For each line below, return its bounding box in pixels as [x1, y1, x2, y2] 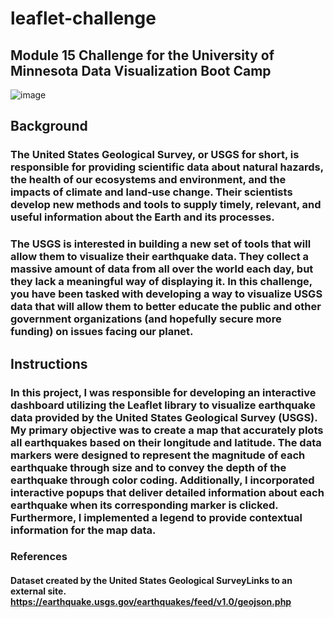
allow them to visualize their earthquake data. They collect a [10, 250, 310, 264]
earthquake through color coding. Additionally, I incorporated [10, 473, 315, 487]
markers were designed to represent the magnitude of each [10, 448, 306, 462]
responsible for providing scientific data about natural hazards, [10, 160, 324, 174]
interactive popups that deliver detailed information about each [10, 485, 325, 499]
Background [10, 118, 88, 135]
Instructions [10, 355, 88, 372]
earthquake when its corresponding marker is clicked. [10, 498, 279, 512]
